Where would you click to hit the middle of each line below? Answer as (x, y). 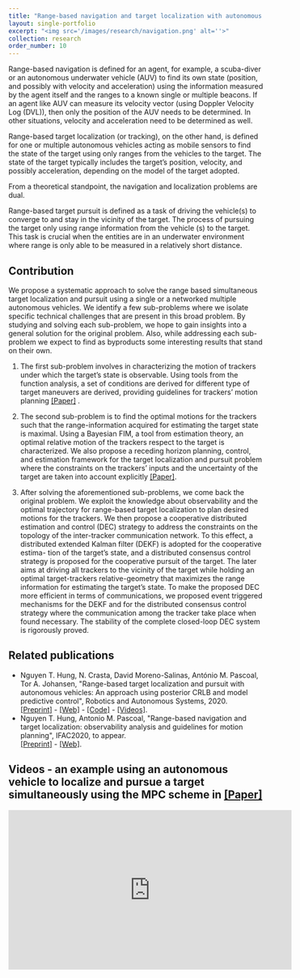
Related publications (61, 656)
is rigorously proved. (54, 630)
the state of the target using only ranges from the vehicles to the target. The (135, 154)
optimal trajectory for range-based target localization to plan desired (134, 509)
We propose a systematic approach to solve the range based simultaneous (133, 290)
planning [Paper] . (50, 400)
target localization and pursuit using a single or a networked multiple (123, 299)
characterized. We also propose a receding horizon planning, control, (135, 451)
